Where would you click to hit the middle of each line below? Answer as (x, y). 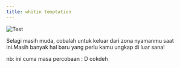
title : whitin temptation (39, 12)
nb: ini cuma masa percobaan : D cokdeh (57, 58)
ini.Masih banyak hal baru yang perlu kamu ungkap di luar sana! (85, 47)
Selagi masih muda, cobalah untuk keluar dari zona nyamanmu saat (90, 40)
